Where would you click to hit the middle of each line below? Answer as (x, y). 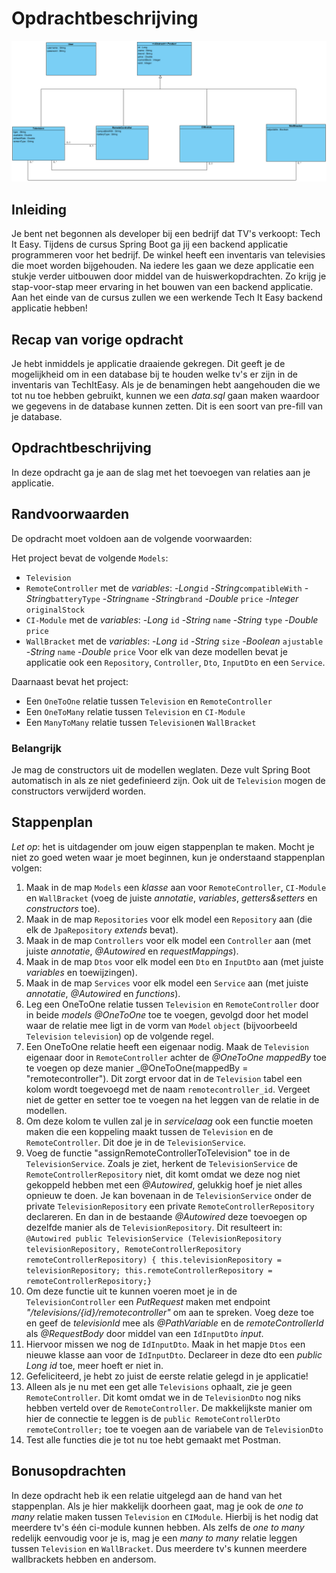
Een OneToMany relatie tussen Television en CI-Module (135, 711)
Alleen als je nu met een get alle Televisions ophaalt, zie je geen (159, 1386)
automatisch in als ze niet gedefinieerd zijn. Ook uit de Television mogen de (168, 780)
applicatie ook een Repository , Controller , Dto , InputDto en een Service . (175, 662)
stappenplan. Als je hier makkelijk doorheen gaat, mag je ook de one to (157, 1506)
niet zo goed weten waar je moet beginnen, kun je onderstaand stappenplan (168, 857)
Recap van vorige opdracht (97, 339)
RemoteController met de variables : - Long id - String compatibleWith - (167, 588)
